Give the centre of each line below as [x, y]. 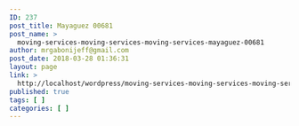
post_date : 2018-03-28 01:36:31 [69, 59]
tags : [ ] [28, 100]
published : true [39, 91]
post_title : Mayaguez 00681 [61, 26]
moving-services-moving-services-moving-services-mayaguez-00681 [141, 42]
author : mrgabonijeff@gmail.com [69, 51]
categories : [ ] [39, 108]
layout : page [33, 67]
